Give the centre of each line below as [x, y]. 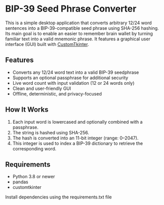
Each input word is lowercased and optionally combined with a [77, 122]
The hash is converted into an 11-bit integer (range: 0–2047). [75, 138]
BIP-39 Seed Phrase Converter [71, 9]
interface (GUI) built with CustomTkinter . [47, 44]
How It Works [27, 110]
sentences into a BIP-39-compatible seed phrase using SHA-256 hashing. [82, 28]
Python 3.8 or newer [34, 177]
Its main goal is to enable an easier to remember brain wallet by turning [79, 33]
